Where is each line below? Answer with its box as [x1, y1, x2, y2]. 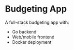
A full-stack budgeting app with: [5, 19, 69, 25]
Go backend [12, 29, 37, 34]
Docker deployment [12, 39, 52, 45]
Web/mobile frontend [12, 34, 55, 40]
